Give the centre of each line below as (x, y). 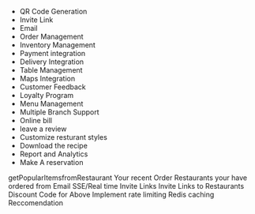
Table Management (51, 70)
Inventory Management (58, 45)
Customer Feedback (53, 87)
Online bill (36, 120)
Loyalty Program (47, 95)
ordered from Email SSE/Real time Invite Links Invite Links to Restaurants (126, 186)
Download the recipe (54, 146)
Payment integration (52, 53)
